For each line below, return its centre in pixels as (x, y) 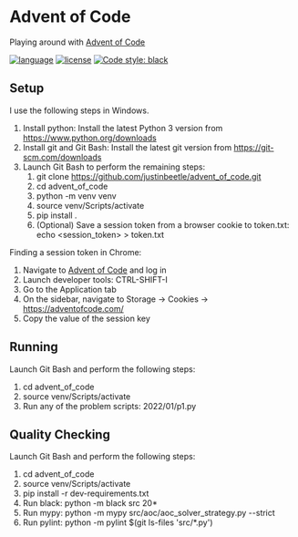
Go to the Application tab (69, 289)
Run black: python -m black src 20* (90, 503)
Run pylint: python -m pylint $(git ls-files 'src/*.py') (118, 522)
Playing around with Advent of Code (77, 42)
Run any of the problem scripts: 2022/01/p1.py (109, 406)
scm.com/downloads (62, 157)
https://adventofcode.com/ (73, 308)
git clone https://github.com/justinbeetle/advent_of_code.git (149, 176)
